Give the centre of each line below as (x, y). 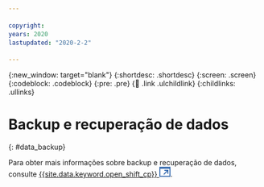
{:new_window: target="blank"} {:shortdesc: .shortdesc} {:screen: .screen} (132, 75)
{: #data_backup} (37, 147)
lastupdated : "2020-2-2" (50, 43)
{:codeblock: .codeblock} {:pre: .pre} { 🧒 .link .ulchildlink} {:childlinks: (122, 84)
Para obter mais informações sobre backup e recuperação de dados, (123, 163)
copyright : (27, 25)
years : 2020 (28, 34)
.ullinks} (21, 92)
